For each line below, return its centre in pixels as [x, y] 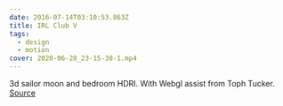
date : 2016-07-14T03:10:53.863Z [69, 17]
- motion [33, 50]
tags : [19, 34]
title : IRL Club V [43, 26]
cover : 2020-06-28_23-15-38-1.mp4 [73, 58]
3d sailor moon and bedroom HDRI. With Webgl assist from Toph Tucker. [142, 83]
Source [22, 93]
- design [33, 42]
